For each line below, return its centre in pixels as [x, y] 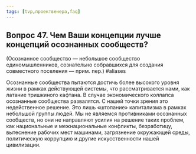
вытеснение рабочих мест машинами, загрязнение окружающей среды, [98, 132]
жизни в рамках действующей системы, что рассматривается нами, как [98, 89]
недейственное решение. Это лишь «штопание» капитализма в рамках [97, 108]
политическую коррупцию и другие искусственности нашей [83, 139]
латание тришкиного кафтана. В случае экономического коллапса [90, 95]
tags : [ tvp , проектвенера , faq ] [43, 11]
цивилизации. [23, 145]
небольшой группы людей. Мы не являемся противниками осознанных [97, 114]
